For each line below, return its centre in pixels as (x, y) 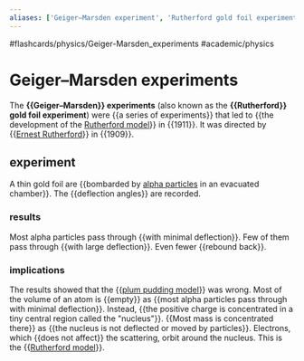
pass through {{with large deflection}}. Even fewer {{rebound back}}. (138, 246)
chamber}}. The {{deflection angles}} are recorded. (105, 194)
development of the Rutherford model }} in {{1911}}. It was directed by (138, 124)
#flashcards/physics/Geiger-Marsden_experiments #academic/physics (142, 43)
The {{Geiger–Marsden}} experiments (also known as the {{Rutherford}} (148, 105)
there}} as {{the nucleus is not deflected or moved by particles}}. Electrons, (150, 328)
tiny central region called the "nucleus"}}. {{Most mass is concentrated (142, 318)
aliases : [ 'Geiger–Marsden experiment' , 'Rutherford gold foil (131, 18)
